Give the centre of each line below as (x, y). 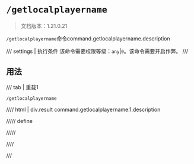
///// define (19, 121)
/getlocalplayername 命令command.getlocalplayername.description (88, 38)
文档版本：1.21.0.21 (44, 26)
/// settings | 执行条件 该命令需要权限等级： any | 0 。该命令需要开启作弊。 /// (97, 51)
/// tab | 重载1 (22, 87)
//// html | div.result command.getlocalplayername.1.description (83, 109)
